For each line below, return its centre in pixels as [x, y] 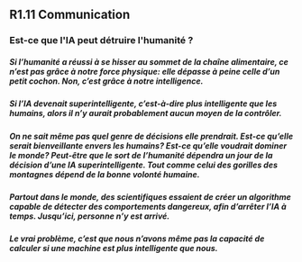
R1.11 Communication [70, 15]
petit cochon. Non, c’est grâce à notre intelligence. [106, 81]
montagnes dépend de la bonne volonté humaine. [105, 174]
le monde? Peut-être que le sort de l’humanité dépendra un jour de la [141, 155]
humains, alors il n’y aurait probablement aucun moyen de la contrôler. [146, 113]
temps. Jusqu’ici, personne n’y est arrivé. [90, 216]
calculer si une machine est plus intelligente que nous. [114, 248]
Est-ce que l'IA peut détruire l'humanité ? [101, 41]
